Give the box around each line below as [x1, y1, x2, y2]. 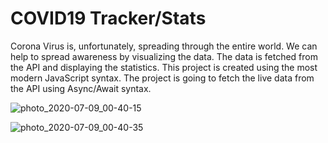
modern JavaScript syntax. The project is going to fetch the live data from [10, 72, 315, 84]
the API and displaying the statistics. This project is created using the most [10, 61, 318, 73]
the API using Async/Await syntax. [10, 82, 152, 94]
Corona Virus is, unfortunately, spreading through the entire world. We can [10, 40, 318, 52]
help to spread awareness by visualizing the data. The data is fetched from [10, 50, 318, 62]
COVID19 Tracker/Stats [10, 7, 207, 30]
